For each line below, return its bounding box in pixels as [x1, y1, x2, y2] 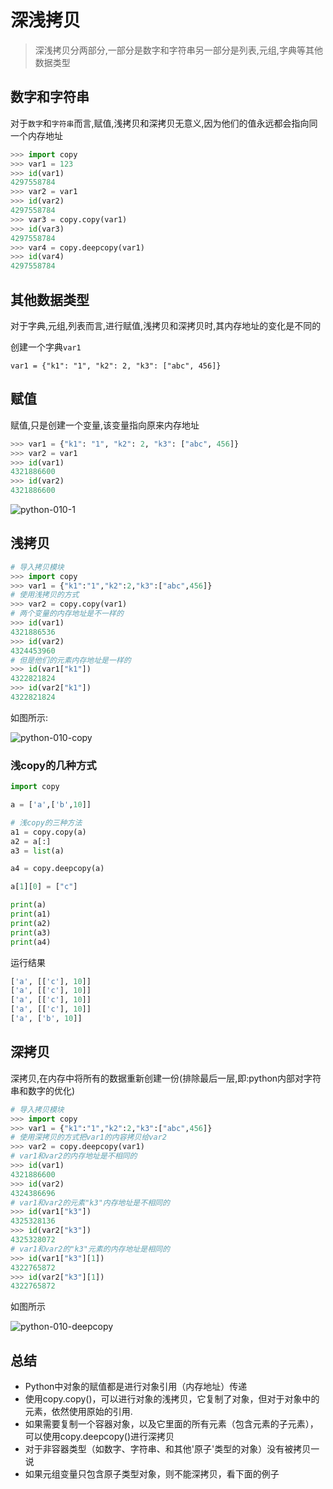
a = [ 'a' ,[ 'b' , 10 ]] [10, 800, 92, 810]
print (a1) [10, 909, 52, 920]
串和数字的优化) [10, 1084, 76, 1096]
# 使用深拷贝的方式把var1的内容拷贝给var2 [10, 1132, 167, 1143]
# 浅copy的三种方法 [10, 817, 83, 828]
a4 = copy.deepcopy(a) [10, 864, 105, 874]
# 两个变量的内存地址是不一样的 [10, 609, 124, 619]
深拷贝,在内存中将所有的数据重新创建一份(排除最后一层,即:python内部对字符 [10, 1072, 322, 1084]
